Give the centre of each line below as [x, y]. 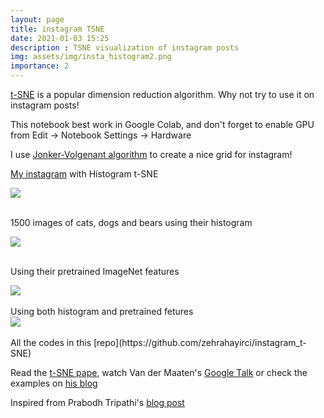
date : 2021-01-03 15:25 [60, 38]
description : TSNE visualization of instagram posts [125, 47]
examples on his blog [54, 383]
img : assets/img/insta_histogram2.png [91, 57]
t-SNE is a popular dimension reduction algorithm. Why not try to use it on [162, 94]
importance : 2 [40, 66]
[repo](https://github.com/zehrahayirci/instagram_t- [200, 342]
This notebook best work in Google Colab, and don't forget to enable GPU [162, 124]
